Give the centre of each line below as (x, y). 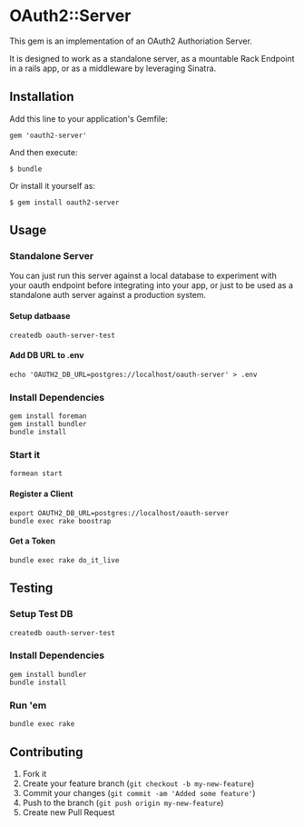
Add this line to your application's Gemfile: (88, 118)
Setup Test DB (41, 614)
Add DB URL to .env (47, 355)
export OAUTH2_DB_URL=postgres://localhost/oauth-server (119, 513)
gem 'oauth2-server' (49, 135)
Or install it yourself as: (52, 185)
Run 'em (28, 705)
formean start (36, 473)
